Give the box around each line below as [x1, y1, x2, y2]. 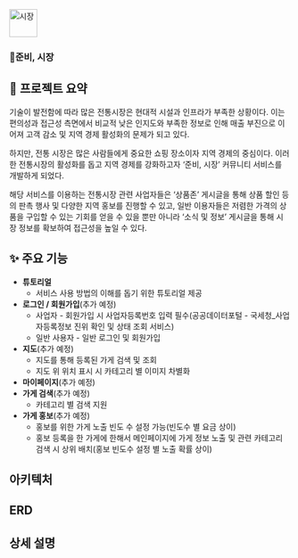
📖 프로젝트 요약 [9, 81, 87, 96]
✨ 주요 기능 [9, 251, 69, 267]
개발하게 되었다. [9, 169, 65, 181]
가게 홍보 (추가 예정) [21, 410, 91, 421]
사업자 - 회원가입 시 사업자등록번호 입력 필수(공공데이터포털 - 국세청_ [35, 309, 276, 320]
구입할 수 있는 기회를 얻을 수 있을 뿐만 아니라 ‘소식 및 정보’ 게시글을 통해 [25, 211, 275, 222]
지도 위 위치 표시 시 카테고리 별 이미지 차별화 [35, 365, 190, 376]
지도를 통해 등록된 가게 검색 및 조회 [35, 354, 158, 365]
